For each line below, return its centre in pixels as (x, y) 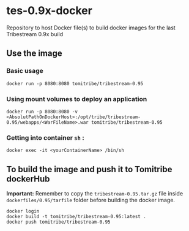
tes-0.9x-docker (50, 11)
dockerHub (28, 179)
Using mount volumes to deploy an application (77, 99)
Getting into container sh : (45, 137)
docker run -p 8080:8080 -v (42, 112)
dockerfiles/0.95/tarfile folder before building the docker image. (91, 200)
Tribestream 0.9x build (35, 34)
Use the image (34, 54)
